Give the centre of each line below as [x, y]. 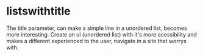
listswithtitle [39, 11]
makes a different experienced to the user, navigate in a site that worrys [97, 41]
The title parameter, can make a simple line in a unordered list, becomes [97, 28]
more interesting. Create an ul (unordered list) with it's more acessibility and [101, 34]
